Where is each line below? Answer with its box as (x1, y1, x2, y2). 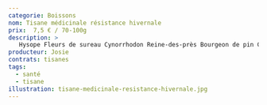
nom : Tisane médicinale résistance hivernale (8, 19, 161, 27)
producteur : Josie (8, 48, 69, 56)
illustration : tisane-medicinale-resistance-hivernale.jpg (8, 84, 208, 93)
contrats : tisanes (8, 56, 69, 64)
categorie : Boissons (8, 11, 77, 20)
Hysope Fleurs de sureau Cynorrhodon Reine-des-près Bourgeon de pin (18, 41, 254, 49)
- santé (15, 70, 41, 78)
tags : (8, 63, 26, 71)
